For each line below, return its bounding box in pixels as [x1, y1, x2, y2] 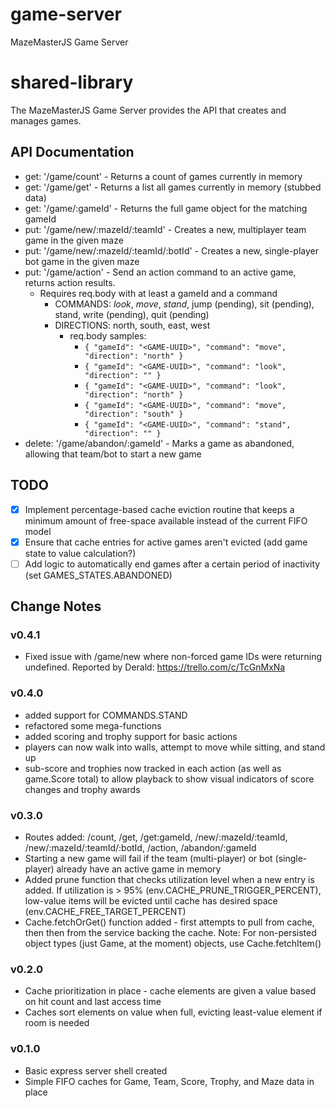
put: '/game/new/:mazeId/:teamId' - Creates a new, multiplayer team [24, 223, 307, 235]
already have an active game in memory [56, 863, 222, 875]
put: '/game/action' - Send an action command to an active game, [24, 266, 297, 278]
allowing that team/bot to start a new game [24, 448, 202, 460]
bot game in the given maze [24, 255, 140, 267]
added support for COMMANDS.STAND [24, 709, 188, 721]
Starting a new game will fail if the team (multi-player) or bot [24, 852, 273, 864]
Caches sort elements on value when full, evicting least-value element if [24, 1006, 323, 1018]
